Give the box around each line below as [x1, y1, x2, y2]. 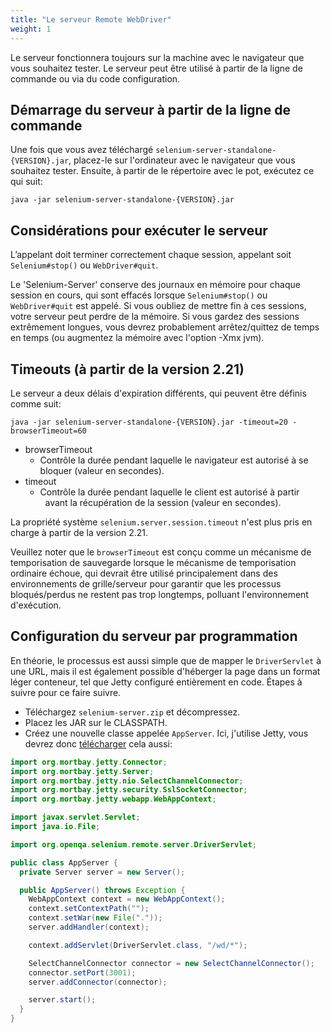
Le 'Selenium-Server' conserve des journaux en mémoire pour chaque [10, 279, 301, 291]
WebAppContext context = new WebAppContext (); [28, 894, 226, 905]
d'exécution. [10, 599, 62, 611]
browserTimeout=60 [10, 426, 87, 436]
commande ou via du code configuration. [10, 72, 181, 85]
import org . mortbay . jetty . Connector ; [10, 757, 168, 767]
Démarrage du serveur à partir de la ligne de [10, 101, 291, 118]
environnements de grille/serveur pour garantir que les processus [10, 577, 282, 590]
